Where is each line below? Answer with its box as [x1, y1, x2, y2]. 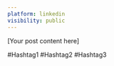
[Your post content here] [7, 36, 80, 45]
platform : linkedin [7, 10, 66, 18]
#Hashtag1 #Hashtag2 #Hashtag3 [7, 50, 107, 59]
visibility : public [7, 17, 66, 24]
